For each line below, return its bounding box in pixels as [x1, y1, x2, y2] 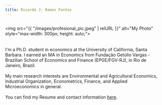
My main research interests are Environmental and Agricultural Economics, [5, 73, 158, 79]
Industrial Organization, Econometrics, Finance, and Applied [5, 78, 128, 84]
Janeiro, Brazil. [5, 62, 36, 68]
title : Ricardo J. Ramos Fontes [5, 7, 72, 12]
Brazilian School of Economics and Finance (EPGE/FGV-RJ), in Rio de [5, 57, 147, 63]
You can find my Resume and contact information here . [5, 94, 118, 100]
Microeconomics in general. [5, 83, 62, 90]
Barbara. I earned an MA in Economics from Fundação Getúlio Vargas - [5, 52, 150, 58]
